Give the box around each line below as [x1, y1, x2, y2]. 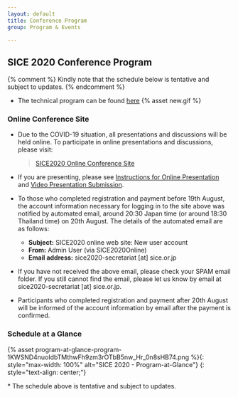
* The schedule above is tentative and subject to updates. [7, 381, 176, 390]
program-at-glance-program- [35, 345, 122, 354]
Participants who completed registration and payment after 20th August [17, 296, 229, 305]
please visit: [17, 145, 53, 154]
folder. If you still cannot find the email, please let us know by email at [17, 275, 222, 283]
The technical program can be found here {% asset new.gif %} [17, 97, 202, 105]
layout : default [7, 10, 55, 18]
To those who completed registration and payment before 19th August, [17, 194, 225, 203]
